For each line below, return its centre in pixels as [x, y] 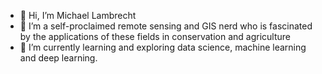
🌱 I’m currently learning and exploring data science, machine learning [163, 47]
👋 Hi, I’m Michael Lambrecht [78, 15]
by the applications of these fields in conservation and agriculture [155, 36]
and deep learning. [58, 58]
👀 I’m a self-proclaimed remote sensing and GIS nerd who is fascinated [166, 26]
